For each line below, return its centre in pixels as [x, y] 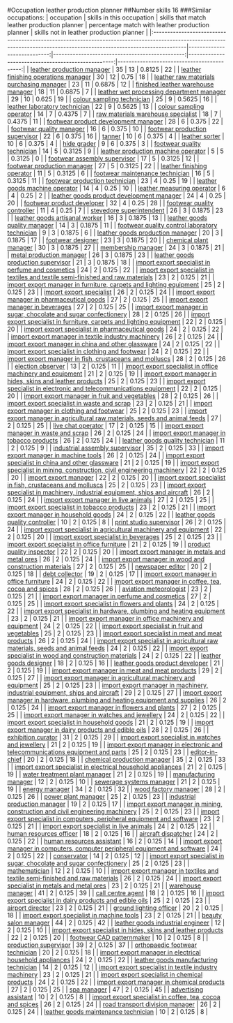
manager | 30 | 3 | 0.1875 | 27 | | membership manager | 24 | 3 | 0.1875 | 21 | [116, 248]
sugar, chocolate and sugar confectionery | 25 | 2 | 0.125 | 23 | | [98, 863]
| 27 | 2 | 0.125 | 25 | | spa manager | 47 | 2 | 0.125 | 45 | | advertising [105, 989]
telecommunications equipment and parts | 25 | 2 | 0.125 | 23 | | [98, 752]
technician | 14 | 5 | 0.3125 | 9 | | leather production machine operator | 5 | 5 [115, 151]
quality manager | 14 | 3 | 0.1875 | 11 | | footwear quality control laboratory [112, 225]
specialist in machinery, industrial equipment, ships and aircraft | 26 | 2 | [111, 492]
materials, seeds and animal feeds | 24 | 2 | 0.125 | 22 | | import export [108, 648]
